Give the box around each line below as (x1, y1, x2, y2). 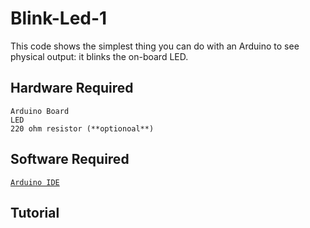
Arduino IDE (10, 177, 60, 187)
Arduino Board (10, 106, 70, 116)
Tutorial (10, 204, 60, 221)
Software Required (10, 151, 130, 168)
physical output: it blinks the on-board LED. (10, 50, 189, 62)
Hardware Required (10, 80, 134, 97)
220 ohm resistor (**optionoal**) (10, 123, 155, 134)
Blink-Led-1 (10, 7, 108, 30)
